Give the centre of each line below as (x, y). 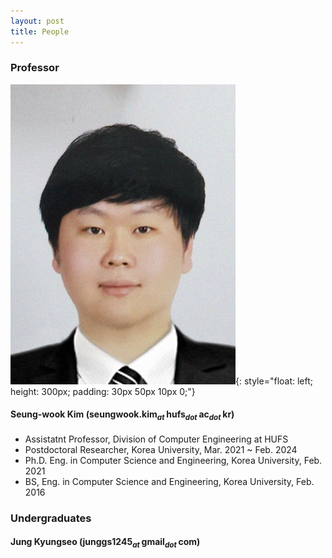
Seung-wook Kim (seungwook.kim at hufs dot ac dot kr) (122, 415)
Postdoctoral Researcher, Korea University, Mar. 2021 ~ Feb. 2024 (161, 449)
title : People (40, 31)
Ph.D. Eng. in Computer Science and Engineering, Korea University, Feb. (173, 460)
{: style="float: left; (274, 381)
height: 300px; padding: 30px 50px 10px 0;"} (103, 391)
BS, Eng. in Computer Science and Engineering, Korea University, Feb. (169, 481)
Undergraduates (51, 518)
